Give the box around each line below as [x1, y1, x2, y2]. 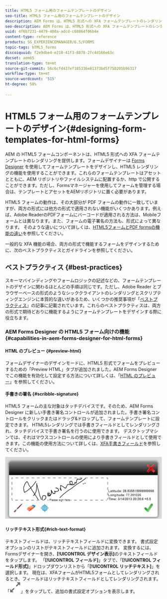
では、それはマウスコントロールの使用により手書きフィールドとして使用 [9, 434, 158, 440]
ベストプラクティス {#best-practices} [5, 263, 123, 272]
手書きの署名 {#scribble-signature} [5, 391, 79, 397]
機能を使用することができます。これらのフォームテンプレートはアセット [13, 170, 162, 176]
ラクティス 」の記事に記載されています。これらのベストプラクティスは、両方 [5, 302, 161, 308]
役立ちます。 [5, 315, 31, 321]
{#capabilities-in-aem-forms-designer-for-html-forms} [5, 335, 143, 342]
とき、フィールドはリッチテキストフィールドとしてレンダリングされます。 [9, 576, 161, 582]
